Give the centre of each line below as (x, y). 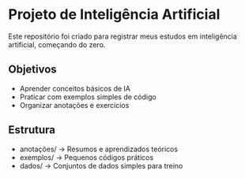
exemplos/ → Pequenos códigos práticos (87, 157)
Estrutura (32, 130)
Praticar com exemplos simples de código (88, 97)
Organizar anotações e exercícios (74, 105)
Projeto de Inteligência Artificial (114, 15)
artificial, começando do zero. (57, 44)
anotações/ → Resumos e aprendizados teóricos (99, 149)
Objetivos (32, 70)
